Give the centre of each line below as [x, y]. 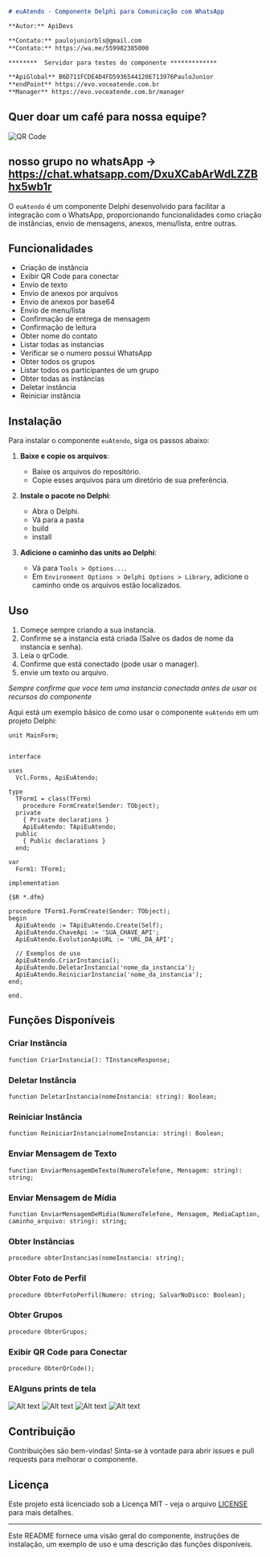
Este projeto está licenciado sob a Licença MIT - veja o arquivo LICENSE [128, 1504]
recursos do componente [50, 697]
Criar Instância [38, 1043]
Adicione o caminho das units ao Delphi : [88, 553]
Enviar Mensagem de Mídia [62, 1198]
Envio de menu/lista [53, 310]
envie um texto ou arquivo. [64, 673]
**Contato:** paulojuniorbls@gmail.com [75, 40]
